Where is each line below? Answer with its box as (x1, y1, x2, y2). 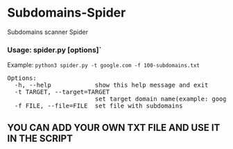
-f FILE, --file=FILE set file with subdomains (14, 102, 183, 110)
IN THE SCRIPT (7, 132, 73, 144)
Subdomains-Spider (7, 5, 126, 21)
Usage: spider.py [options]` (7, 45, 102, 55)
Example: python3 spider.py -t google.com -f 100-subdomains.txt (7, 61, 200, 69)
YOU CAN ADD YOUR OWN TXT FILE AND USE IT (7, 121, 221, 133)
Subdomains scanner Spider (7, 28, 89, 36)
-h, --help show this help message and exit (14, 81, 209, 89)
